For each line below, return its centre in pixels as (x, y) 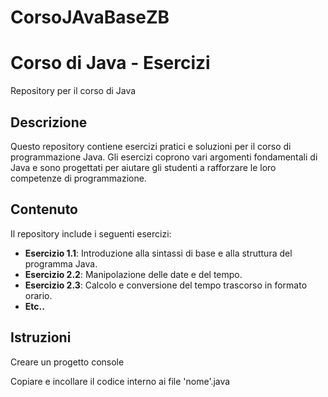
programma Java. (61, 263)
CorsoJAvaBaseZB (90, 17)
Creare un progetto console (67, 362)
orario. (38, 295)
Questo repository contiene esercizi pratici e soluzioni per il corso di (151, 146)
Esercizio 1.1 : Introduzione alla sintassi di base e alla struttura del (158, 253)
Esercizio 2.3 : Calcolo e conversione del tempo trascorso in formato (166, 285)
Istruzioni (41, 337)
